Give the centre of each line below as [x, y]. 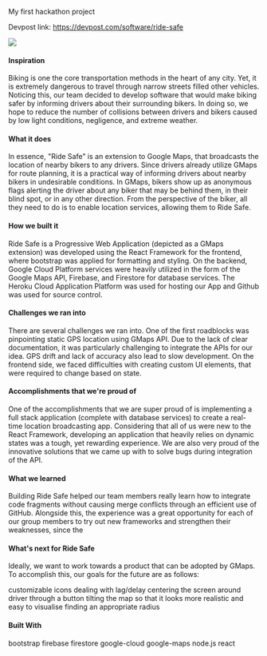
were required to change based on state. [75, 373]
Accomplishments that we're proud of [73, 392]
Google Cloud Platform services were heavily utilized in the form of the [124, 269]
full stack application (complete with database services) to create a [119, 418]
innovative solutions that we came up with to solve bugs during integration [130, 451]
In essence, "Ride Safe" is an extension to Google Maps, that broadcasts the [133, 157]
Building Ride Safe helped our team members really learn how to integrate [130, 496]
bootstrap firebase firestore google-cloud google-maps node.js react [122, 643]
